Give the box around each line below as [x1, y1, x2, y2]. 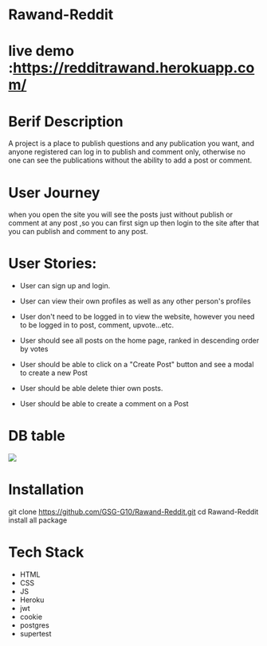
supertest [19, 629, 52, 638]
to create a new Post [19, 368, 88, 378]
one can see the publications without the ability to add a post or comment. [8, 155, 253, 165]
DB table [8, 427, 65, 445]
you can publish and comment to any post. [8, 227, 149, 237]
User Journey [8, 183, 100, 202]
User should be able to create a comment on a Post [19, 399, 189, 409]
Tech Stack [8, 543, 84, 562]
